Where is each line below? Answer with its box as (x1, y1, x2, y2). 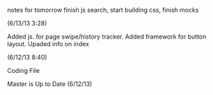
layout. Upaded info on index (7, 40, 90, 47)
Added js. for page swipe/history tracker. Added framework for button (7, 32, 207, 41)
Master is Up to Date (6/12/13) (7, 80, 93, 88)
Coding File (7, 67, 40, 74)
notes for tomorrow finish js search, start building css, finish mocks (7, 6, 199, 14)
